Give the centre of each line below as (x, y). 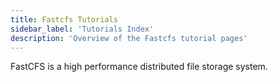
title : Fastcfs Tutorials (64, 19)
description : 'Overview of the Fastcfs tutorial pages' (129, 38)
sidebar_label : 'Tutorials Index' (82, 29)
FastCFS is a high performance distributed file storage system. (139, 67)
